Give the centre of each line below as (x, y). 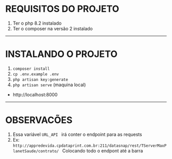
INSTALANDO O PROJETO (61, 54)
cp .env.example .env (36, 74)
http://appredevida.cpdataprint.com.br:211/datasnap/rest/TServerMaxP (90, 146)
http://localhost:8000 (35, 94)
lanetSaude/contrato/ (36, 151)
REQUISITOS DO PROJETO (62, 9)
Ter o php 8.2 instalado (37, 23)
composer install (31, 69)
